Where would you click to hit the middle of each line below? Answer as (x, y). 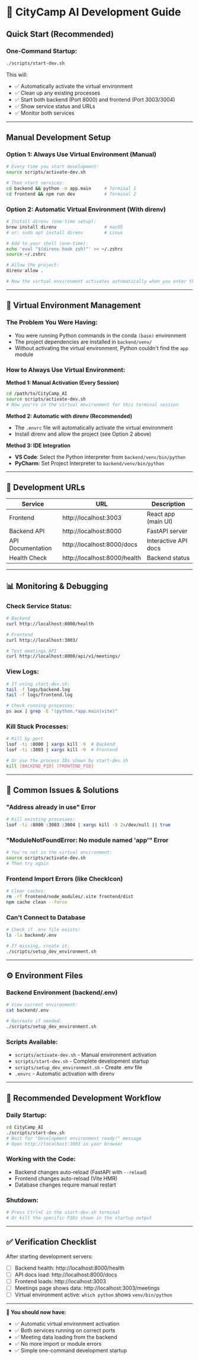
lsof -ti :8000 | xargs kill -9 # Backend (61, 744)
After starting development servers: (49, 1256)
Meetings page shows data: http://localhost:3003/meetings (87, 1288)
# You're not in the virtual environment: (59, 852)
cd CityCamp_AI (25, 1127)
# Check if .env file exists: (44, 930)
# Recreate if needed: (34, 1021)
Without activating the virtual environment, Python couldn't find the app (101, 348)
